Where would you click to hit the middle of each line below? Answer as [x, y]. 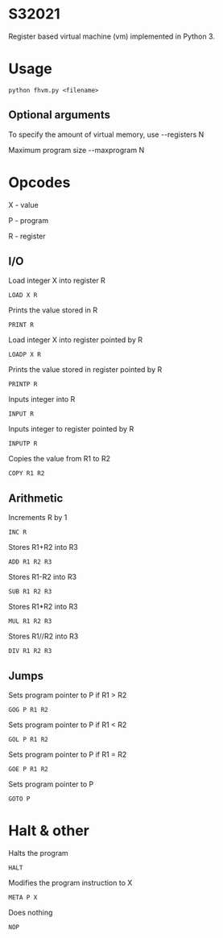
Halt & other [49, 831]
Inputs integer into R [42, 399]
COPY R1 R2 [27, 473]
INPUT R [21, 414]
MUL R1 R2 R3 [30, 622]
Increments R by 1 [38, 518]
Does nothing [31, 912]
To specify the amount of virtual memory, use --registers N [106, 134]
